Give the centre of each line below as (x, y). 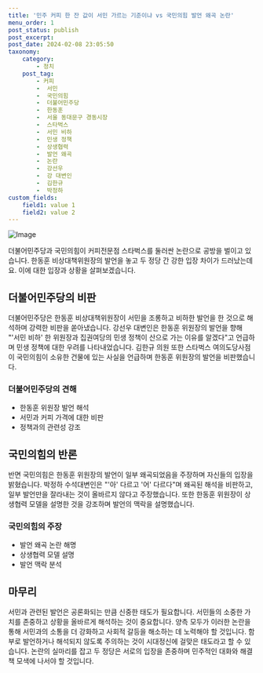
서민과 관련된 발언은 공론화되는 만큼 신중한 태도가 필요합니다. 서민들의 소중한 (126, 612)
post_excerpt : (31, 37)
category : (38, 60)
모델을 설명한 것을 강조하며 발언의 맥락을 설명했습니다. (111, 504)
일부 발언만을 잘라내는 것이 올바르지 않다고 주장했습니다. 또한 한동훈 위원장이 (126, 494)
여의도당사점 (232, 347)
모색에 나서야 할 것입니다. (55, 661)
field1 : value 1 (49, 205)
